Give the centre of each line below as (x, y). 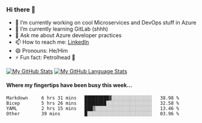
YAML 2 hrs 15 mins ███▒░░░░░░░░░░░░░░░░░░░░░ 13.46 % (93, 108)
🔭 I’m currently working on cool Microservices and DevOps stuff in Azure (106, 23)
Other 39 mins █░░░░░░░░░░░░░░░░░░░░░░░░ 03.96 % (93, 113)
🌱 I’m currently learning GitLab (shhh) (62, 29)
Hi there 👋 (21, 10)
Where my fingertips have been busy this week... (69, 85)
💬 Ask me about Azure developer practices (68, 35)
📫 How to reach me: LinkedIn (52, 42)
